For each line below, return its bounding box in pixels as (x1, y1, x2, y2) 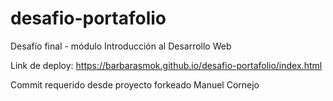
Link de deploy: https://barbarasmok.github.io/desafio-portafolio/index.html (10, 59, 323, 71)
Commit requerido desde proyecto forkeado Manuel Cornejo (10, 78, 260, 91)
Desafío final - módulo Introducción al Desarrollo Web (10, 40, 232, 52)
